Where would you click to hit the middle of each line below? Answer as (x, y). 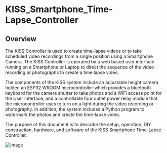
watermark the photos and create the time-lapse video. (63, 114)
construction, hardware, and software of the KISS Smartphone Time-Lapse (83, 130)
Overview (21, 39)
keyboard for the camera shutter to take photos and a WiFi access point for (83, 93)
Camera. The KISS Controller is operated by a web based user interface (80, 62)
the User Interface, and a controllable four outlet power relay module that (81, 98)
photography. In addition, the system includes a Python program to (75, 109)
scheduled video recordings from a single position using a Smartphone (79, 56)
